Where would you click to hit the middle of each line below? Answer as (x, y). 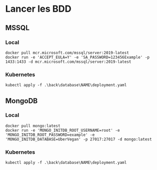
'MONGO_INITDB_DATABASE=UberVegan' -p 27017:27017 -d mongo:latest (79, 139)
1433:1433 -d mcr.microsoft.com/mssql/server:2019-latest (68, 62)
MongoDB (21, 101)
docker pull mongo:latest (33, 126)
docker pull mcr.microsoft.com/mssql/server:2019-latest (67, 53)
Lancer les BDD (38, 9)
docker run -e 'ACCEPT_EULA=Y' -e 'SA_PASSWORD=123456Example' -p (77, 57)
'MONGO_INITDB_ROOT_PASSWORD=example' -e (50, 135)
